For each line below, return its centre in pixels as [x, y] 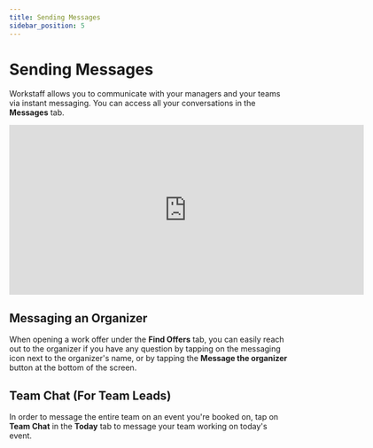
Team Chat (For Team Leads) [90, 395]
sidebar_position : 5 [47, 26]
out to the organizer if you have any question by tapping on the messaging [145, 349]
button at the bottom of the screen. [73, 367]
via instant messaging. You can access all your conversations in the [132, 104]
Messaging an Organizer [78, 318]
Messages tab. [37, 112]
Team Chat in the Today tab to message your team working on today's [138, 427]
